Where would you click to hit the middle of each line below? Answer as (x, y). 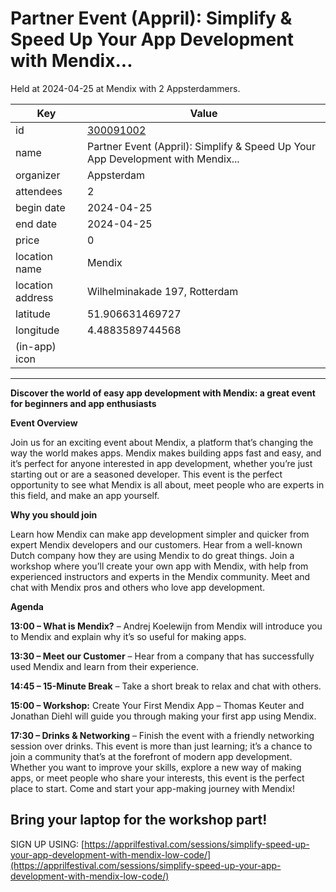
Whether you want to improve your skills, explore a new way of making (156, 767)
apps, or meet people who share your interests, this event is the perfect (157, 778)
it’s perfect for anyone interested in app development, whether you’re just (161, 463)
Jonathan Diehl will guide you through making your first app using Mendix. (163, 716)
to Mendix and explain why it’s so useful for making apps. (128, 636)
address (34, 297)
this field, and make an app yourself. (85, 495)
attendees (39, 191)
